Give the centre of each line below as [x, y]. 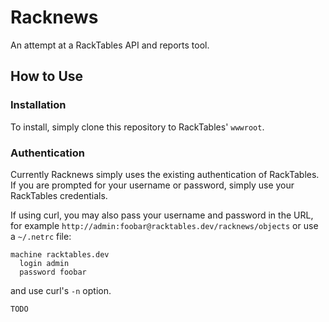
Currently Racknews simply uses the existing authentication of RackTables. [165, 174]
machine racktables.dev [60, 254]
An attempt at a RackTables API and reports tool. [110, 45]
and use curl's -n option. [61, 290]
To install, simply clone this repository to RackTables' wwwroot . [137, 127]
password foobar [53, 272]
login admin [44, 263]
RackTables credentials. [59, 195]
